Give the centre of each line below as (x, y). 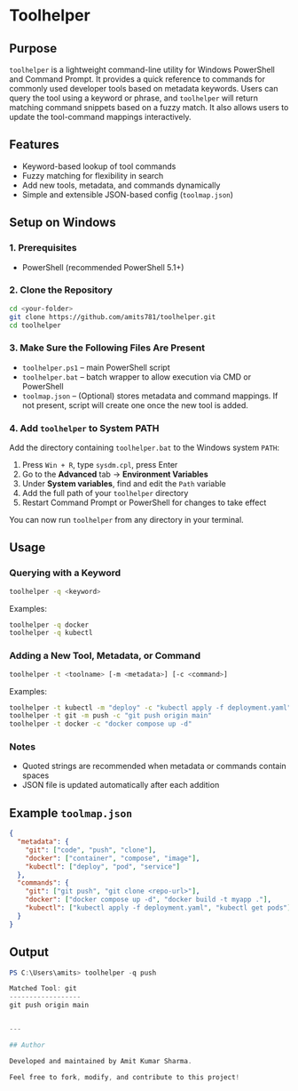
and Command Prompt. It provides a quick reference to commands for (137, 79)
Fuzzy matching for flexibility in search (93, 175)
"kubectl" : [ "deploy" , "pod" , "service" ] (102, 866)
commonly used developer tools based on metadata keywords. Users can (144, 88)
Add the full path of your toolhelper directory (105, 493)
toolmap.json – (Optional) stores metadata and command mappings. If (150, 396)
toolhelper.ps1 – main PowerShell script (96, 367)
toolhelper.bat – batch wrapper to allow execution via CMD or (137, 377)
